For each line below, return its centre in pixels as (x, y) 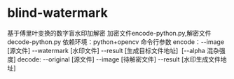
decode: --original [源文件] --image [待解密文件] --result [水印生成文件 (119, 59)
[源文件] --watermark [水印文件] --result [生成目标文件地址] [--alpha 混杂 (113, 50)
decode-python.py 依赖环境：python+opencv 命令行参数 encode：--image (116, 42)
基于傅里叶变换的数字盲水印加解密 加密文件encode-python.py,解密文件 (109, 33)
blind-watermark (58, 13)
